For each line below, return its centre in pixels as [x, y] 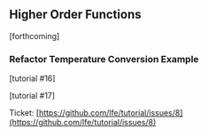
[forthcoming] [35, 36]
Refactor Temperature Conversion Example [104, 59]
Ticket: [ [24, 113]
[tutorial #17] [32, 96]
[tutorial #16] [32, 78]
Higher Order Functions [75, 15]
